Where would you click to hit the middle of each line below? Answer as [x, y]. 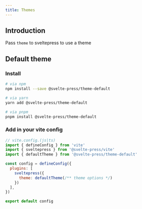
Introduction [25, 31]
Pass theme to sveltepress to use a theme [48, 43]
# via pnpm [17, 112]
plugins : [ [21, 169]
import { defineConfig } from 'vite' [45, 145]
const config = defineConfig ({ [38, 164]
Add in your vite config [34, 129]
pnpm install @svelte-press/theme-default [51, 117]
